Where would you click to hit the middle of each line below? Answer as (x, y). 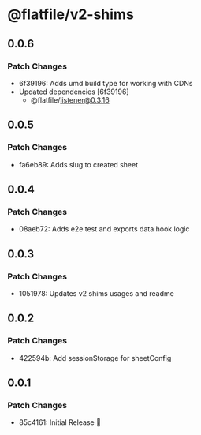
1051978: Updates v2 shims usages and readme (96, 293)
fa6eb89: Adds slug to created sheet (78, 164)
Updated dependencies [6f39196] (74, 92)
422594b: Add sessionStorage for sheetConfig (95, 358)
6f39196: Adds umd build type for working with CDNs (106, 83)
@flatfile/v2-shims (71, 15)
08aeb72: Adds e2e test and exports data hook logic (104, 229)
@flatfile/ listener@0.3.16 (70, 99)
